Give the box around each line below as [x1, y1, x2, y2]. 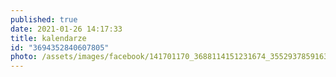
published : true [10, 14, 78, 25]
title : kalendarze [10, 33, 87, 43]
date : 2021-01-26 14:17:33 [10, 24, 123, 34]
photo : [10, 52, 38, 62]
